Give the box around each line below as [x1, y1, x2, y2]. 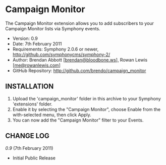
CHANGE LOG [5, 132, 49, 140]
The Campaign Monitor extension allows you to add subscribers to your [5, 20, 154, 26]
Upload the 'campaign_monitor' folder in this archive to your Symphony [12, 95, 161, 101]
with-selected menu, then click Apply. [12, 112, 92, 118]
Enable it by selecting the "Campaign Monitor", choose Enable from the [12, 106, 161, 112]
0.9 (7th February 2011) [5, 145, 53, 151]
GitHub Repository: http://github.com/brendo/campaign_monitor [12, 67, 146, 74]
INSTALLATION [5, 82, 54, 91]
